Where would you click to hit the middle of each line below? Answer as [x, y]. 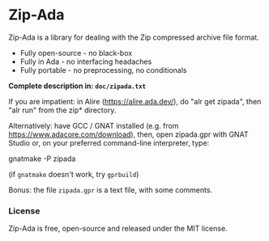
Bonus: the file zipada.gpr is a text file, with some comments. [111, 190]
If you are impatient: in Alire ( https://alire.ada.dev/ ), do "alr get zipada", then [135, 101]
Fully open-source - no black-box [76, 53]
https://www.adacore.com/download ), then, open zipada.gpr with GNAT [128, 134]
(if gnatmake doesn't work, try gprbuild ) [74, 174]
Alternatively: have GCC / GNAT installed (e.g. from [94, 125]
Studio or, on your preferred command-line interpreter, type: [109, 142]
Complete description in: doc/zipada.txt [77, 86]
